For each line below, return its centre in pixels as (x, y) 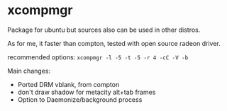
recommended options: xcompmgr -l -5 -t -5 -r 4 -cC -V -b (98, 57)
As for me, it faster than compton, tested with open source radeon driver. (114, 43)
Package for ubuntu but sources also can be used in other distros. (104, 30)
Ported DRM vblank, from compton (68, 84)
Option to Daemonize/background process (80, 99)
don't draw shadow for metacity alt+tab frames (87, 92)
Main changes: (29, 71)
